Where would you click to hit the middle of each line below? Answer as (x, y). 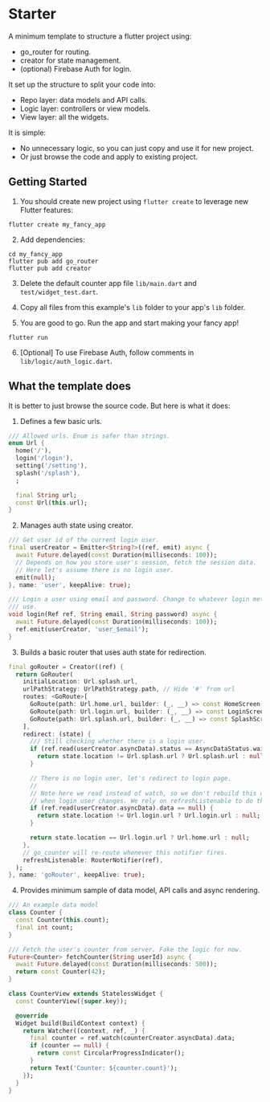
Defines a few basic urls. (61, 421)
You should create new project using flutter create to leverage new (134, 201)
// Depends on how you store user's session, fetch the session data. (136, 562)
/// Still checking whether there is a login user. (118, 741)
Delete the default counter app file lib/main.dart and (108, 283)
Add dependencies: (53, 239)
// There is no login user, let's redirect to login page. (130, 778)
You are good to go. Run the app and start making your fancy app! (129, 323)
